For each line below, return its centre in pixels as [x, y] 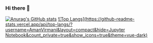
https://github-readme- [110, 19]
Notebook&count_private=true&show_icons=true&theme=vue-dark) [76, 35]
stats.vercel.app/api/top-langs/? [39, 24]
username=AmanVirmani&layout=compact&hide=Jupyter [65, 30]
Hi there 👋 [18, 8]
